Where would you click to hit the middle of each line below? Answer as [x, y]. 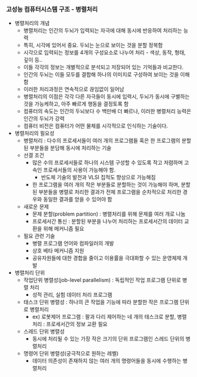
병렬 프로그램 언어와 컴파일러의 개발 [73, 243]
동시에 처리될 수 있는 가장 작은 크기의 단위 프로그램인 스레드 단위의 [108, 339]
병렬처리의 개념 [32, 23]
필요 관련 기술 [39, 236]
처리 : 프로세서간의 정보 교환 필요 [70, 324]
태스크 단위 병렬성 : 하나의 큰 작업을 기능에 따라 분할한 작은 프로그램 [101, 302]
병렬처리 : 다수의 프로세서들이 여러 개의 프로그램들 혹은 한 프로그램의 [102, 141]
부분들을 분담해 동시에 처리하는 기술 [71, 148]
